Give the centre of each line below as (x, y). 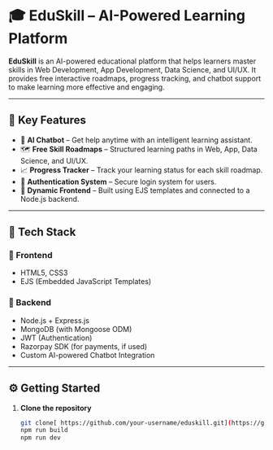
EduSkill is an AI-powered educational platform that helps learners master (132, 61)
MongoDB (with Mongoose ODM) (76, 329)
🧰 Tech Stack (42, 232)
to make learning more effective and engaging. (87, 87)
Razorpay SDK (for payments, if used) (84, 346)
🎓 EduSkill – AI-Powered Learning (127, 16)
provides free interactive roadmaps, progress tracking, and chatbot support (135, 78)
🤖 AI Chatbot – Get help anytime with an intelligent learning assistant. (136, 140)
